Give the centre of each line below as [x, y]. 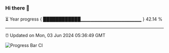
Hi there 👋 [18, 8]
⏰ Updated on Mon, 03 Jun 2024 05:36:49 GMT [55, 35]
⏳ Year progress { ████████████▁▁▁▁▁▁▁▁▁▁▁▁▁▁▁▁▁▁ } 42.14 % [84, 19]
